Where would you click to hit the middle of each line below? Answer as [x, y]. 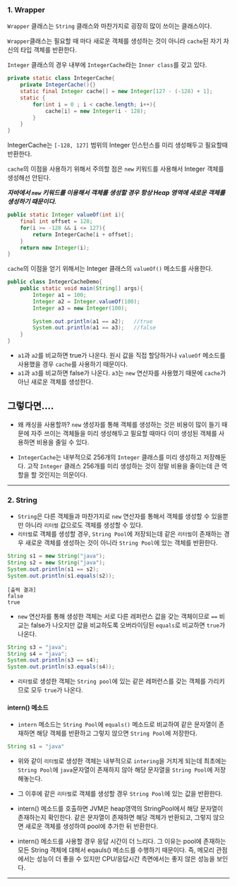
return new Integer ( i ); [55, 248]
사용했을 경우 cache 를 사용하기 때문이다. [73, 364]
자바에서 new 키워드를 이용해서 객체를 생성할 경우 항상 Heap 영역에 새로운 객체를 [116, 193]
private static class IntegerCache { [61, 78]
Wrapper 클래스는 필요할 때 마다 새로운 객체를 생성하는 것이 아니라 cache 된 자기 [115, 41]
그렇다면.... [31, 406]
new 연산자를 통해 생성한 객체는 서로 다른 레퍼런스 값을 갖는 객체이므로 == [117, 616]
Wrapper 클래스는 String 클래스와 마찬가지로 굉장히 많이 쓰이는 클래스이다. [110, 26]
